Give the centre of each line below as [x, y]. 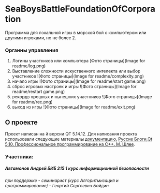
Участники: [19, 157]
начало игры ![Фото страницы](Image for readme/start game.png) [79, 81]
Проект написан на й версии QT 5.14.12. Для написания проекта [71, 134]
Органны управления [32, 50]
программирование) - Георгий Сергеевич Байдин [57, 185]
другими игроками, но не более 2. [41, 38]
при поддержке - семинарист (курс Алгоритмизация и [62, 180]
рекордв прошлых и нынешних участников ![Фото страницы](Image [82, 97]
